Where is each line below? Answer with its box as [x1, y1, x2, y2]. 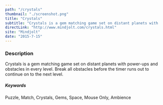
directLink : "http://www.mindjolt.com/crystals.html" [5, 25, 117, 30]
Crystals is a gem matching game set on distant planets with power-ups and [5, 61, 158, 67]
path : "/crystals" [5, 7, 42, 12]
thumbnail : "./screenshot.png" [5, 12, 69, 16]
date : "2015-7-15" [5, 34, 42, 39]
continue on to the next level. [5, 71, 63, 77]
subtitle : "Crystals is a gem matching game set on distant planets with [5, 20, 159, 26]
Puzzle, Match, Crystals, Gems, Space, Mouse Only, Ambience [5, 95, 131, 101]
